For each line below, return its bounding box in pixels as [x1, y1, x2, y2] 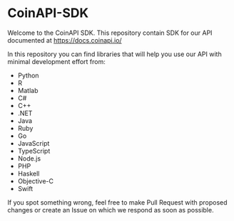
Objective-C [17, 176, 54, 185]
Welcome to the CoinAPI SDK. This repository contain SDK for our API [7, 28, 213, 37]
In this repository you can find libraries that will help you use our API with [7, 50, 223, 58]
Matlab [17, 86, 39, 95]
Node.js [17, 154, 41, 163]
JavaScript [17, 139, 50, 147]
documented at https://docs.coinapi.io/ [7, 36, 123, 44]
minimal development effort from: [7, 57, 106, 65]
